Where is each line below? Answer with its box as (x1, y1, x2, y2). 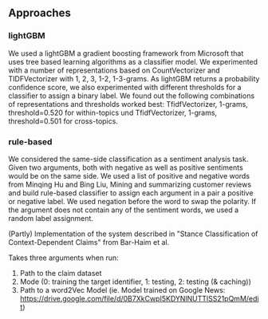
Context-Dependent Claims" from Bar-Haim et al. (8, 237, 170, 246)
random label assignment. (8, 213, 94, 223)
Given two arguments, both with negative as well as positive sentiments (8, 163, 243, 172)
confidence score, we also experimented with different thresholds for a (8, 82, 242, 92)
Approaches (8, 6, 72, 20)
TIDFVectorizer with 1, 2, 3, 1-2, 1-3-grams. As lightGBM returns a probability (8, 73, 260, 83)
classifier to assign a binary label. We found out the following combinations (8, 91, 255, 100)
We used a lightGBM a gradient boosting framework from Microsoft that (8, 48, 244, 58)
